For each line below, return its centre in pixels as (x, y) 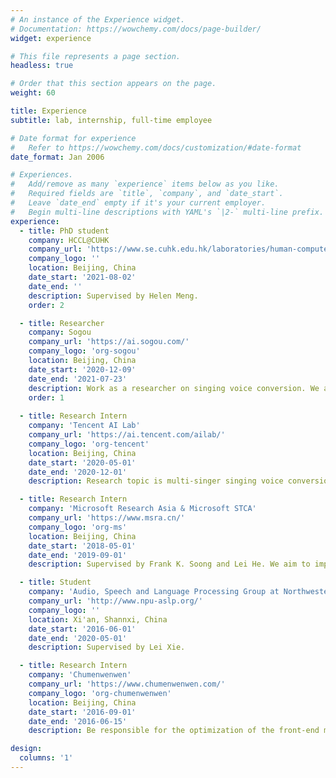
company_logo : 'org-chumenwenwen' (100, 693)
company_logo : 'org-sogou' (84, 351)
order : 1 (46, 397)
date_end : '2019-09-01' (78, 555)
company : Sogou (60, 332)
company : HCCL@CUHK (69, 240)
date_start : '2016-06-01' (82, 629)
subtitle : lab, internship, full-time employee (111, 120)
